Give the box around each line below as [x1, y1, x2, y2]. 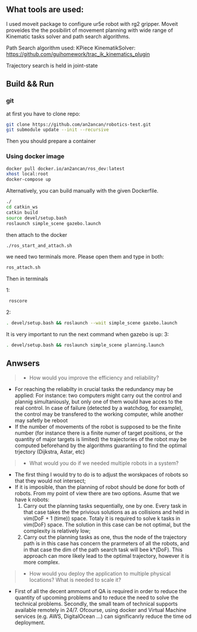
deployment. [14, 618, 45, 626]
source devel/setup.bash [6, 215, 67, 221]
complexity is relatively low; [23, 527, 91, 534]
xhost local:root [6, 171, 49, 177]
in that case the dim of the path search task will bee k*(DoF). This [23, 546, 183, 553]
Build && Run [6, 79, 54, 89]
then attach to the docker [6, 231, 68, 238]
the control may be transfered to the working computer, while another [14, 411, 183, 418]
